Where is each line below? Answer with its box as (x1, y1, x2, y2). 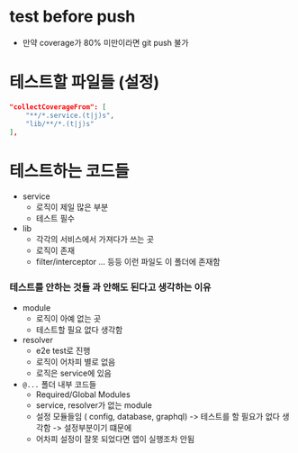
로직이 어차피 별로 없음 (35, 356, 116, 367)
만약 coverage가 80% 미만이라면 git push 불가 (22, 37, 189, 48)
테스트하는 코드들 (9, 160, 130, 181)
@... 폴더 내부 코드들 (22, 378, 97, 389)
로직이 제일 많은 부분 (35, 202, 109, 213)
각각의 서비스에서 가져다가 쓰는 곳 (35, 234, 155, 245)
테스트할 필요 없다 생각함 (35, 324, 123, 335)
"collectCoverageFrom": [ (9, 102, 106, 112)
